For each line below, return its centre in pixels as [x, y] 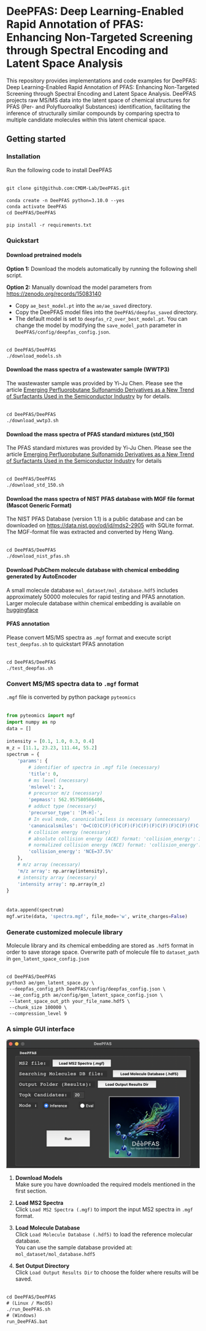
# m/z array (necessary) [49, 865]
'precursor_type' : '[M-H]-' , [66, 813]
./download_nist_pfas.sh [38, 556]
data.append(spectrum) [35, 910]
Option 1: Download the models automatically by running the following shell [102, 269]
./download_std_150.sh [35, 485]
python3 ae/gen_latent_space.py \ [51, 983]
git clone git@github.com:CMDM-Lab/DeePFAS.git [68, 188]
